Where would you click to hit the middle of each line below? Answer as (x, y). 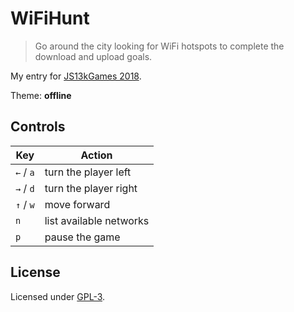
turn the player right (91, 188)
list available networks (97, 220)
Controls (38, 127)
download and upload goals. (93, 56)
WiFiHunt (50, 18)
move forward (77, 204)
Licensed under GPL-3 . (58, 296)
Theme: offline (41, 95)
